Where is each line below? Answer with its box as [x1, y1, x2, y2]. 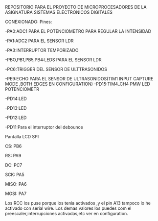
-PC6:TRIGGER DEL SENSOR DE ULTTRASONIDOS [5, 66, 108, 72]
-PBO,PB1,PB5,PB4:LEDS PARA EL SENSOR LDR [5, 57, 102, 63]
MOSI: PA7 [5, 191, 27, 196]
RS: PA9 [5, 153, 22, 158]
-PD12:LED [5, 115, 27, 121]
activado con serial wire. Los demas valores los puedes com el [5, 205, 132, 211]
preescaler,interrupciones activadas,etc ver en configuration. [5, 211, 128, 216]
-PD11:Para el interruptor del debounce [5, 124, 83, 130]
